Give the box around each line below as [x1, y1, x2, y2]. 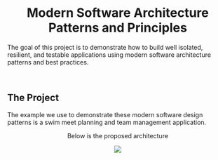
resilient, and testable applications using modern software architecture [7, 51, 212, 59]
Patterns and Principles [48, 20, 188, 36]
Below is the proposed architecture [67, 131, 169, 140]
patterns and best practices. [7, 58, 89, 66]
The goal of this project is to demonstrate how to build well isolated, [7, 43, 203, 51]
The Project [7, 92, 60, 104]
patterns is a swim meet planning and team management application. [7, 118, 207, 126]
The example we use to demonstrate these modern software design [7, 110, 203, 119]
